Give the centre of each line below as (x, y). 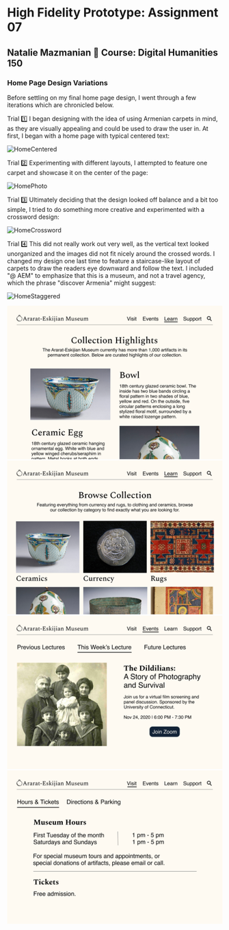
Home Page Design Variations (57, 82)
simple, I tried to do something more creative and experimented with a (106, 209)
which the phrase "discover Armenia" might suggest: (82, 283)
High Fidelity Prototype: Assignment (113, 13)
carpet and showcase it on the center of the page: (78, 172)
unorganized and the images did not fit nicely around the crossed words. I (111, 253)
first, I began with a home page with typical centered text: (88, 136)
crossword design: (33, 217)
